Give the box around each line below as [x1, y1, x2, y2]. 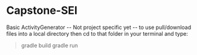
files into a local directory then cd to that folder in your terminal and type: [6, 30, 189, 37]
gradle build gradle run [21, 42, 79, 49]
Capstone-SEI [6, 4, 77, 18]
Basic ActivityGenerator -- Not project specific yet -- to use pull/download [6, 24, 192, 31]
